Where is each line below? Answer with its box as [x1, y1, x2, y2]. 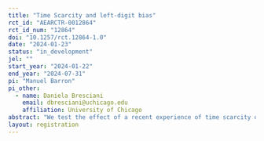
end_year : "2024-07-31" [8, 70, 86, 78]
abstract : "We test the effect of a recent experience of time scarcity [8, 114, 251, 121]
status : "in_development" [8, 48, 93, 56]
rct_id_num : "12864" [8, 26, 76, 34]
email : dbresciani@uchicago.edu [22, 99, 128, 107]
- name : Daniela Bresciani [15, 92, 104, 99]
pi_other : [8, 84, 41, 92]
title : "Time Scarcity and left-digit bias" [8, 11, 156, 20]
